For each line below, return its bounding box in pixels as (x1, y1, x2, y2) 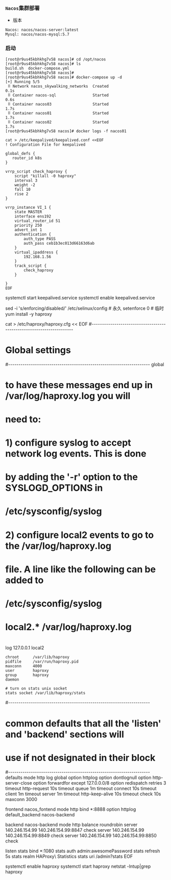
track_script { (14, 263, 47, 268)
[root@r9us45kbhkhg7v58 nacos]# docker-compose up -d (5, 74, 123, 80)
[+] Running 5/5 (5, 79, 40, 84)
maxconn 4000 (5, 664, 42, 669)
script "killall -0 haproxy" (14, 173, 77, 178)
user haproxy (5, 668, 50, 673)
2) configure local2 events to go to (5, 529, 154, 541)
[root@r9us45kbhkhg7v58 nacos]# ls (5, 61, 81, 66)
